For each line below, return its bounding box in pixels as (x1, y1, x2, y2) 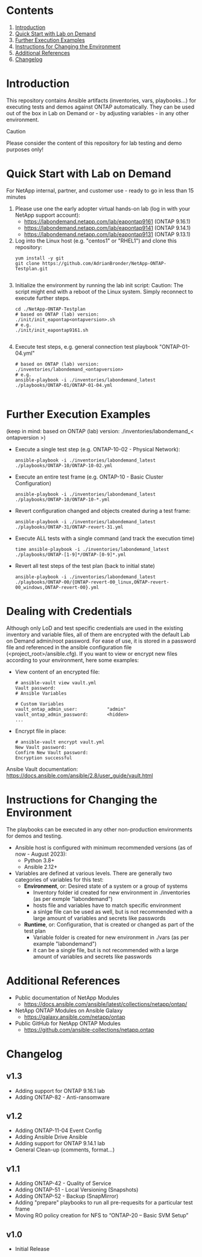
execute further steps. (14, 294, 71, 302)
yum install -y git (14, 255, 65, 261)
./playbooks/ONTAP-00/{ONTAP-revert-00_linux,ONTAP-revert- (14, 579, 169, 585)
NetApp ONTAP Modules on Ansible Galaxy (14, 1007, 123, 1014)
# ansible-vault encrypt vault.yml (14, 739, 105, 745)
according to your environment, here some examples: (6, 656, 139, 664)
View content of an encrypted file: (14, 668, 100, 675)
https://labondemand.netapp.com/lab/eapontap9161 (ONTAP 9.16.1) (24, 218, 191, 225)
